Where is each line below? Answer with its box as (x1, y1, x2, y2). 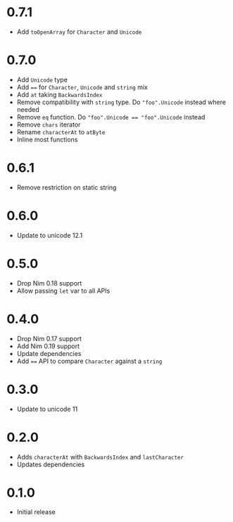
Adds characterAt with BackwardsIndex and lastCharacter (16, 452, 184, 461)
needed (16, 105, 39, 113)
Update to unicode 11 (16, 405, 78, 413)
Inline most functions (16, 135, 78, 144)
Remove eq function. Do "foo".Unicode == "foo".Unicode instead (16, 113, 206, 121)
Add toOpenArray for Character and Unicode (16, 27, 142, 36)
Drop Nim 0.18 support (16, 279, 82, 287)
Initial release (16, 508, 56, 516)
